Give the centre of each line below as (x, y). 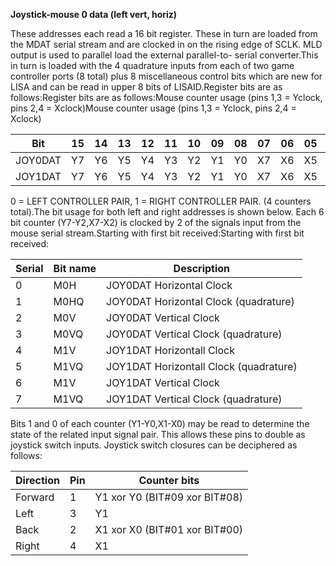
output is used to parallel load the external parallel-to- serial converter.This (164, 55)
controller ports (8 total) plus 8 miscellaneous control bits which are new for (166, 76)
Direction (37, 480)
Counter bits (169, 480)
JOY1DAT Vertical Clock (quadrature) (194, 399)
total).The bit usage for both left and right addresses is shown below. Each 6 (167, 212)
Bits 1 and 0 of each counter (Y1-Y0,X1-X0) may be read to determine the (160, 423)
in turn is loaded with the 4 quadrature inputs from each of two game (152, 65)
